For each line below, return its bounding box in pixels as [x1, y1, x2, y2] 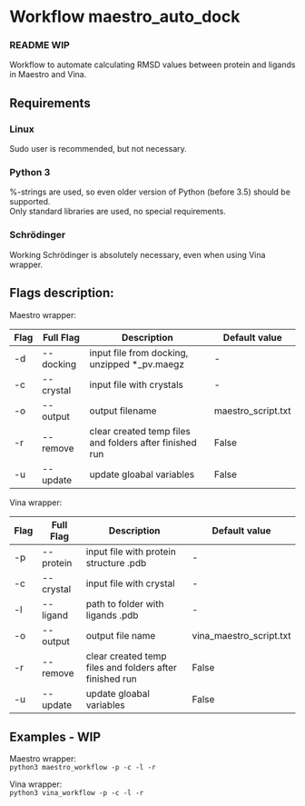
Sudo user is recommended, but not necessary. [9, 144, 188, 154]
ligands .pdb [85, 609, 139, 622]
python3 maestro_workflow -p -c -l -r [9, 763, 156, 772]
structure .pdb [85, 556, 147, 569]
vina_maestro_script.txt [192, 629, 291, 642]
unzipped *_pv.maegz [89, 357, 184, 370]
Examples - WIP [9, 729, 102, 744]
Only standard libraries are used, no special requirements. [9, 206, 227, 217]
